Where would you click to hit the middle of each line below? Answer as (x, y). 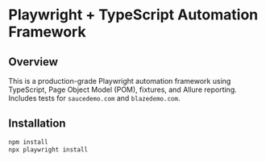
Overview (33, 62)
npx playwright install (48, 150)
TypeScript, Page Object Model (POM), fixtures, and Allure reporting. (123, 89)
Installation (37, 124)
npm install (28, 142)
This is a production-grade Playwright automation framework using (120, 81)
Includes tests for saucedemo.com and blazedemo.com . (94, 98)
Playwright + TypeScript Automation (133, 15)
